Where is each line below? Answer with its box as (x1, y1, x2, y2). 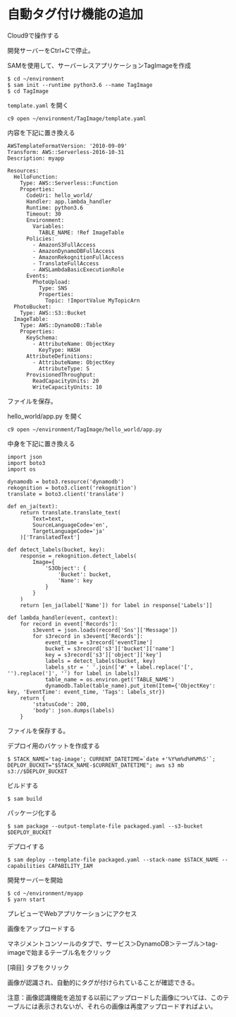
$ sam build (7, 795, 42, 802)
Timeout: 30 (25, 210, 61, 218)
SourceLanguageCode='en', (32, 521, 109, 529)
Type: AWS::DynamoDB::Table (20, 322, 102, 329)
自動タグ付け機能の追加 (7, 6, 144, 23)
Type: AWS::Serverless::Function (20, 180, 118, 187)
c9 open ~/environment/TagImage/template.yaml (7, 114, 147, 122)
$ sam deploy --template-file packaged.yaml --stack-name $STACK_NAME (7, 856, 219, 863)
